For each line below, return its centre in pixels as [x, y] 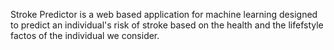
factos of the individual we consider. [85, 35]
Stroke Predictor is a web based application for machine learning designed [164, 14]
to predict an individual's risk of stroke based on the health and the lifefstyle [167, 25]
